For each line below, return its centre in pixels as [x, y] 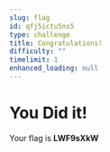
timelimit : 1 [34, 60]
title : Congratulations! [56, 43]
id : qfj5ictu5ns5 [42, 26]
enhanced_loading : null [54, 69]
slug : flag [30, 18]
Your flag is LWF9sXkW [54, 138]
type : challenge [40, 34]
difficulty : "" [38, 52]
